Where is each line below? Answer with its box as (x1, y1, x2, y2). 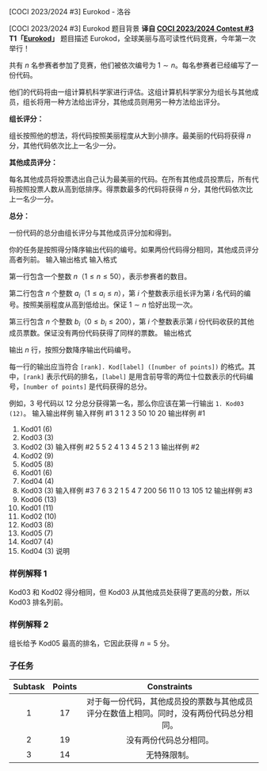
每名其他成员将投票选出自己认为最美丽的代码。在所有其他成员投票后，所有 (9, 175, 252, 184)
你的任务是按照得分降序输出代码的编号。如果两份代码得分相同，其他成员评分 (9, 245, 259, 254)
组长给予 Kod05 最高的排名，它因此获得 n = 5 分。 (9, 639, 174, 648)
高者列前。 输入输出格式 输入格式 (9, 255, 117, 264)
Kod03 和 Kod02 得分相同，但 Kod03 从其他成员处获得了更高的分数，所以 (9, 587, 250, 596)
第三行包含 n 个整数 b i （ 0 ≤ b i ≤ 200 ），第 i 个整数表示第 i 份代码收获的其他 (9, 316, 254, 328)
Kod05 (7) (20, 528, 54, 538)
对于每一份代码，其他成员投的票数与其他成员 (86, 696, 254, 708)
